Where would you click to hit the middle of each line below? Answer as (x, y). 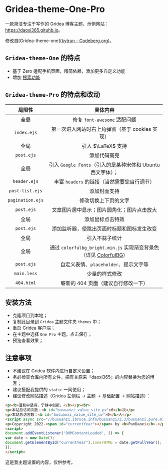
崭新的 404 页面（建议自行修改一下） (104, 283)
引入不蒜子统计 (104, 238)
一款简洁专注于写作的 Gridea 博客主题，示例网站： (57, 24)
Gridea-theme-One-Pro (55, 9)
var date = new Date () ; (30, 438)
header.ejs (26, 181)
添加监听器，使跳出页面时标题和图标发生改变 (104, 228)
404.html (26, 283)
